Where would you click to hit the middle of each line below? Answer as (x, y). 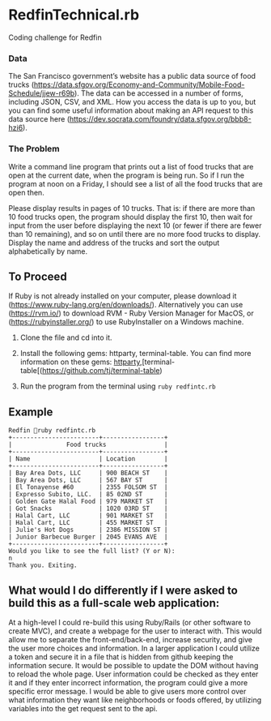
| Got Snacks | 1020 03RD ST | (88, 509)
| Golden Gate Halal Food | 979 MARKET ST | (88, 502)
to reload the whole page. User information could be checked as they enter (133, 674)
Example (31, 412)
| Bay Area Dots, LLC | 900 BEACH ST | (88, 473)
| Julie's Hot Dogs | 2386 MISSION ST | (88, 530)
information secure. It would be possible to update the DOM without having (133, 665)
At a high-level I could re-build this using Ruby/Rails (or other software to (129, 622)
